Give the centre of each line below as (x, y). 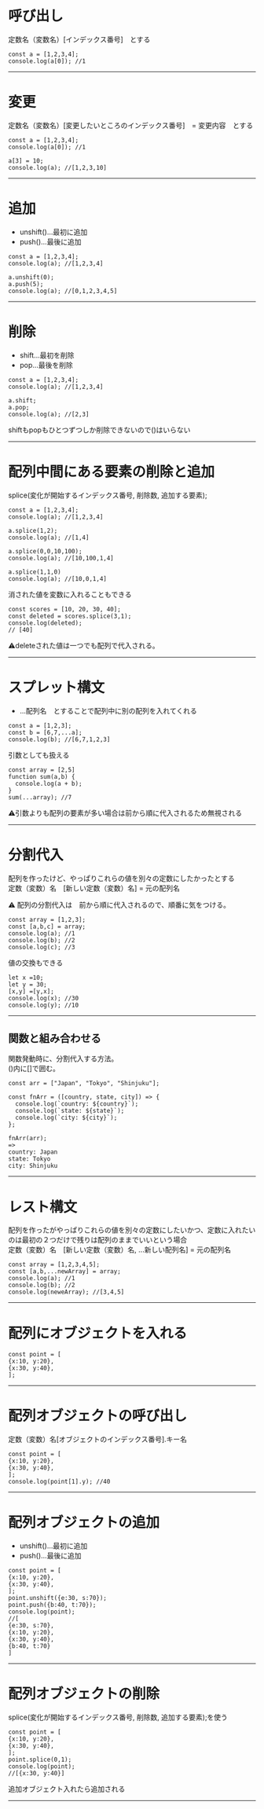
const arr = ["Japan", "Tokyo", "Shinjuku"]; (84, 1084)
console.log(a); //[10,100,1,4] (61, 558)
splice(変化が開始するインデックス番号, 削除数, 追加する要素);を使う (118, 1717)
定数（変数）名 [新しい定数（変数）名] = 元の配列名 (94, 888)
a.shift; (22, 400)
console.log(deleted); (45, 623)
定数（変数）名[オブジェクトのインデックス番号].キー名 (97, 1440)
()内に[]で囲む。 (34, 1069)
